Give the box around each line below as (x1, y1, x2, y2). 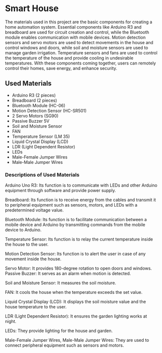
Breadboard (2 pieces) (12, 97, 57, 103)
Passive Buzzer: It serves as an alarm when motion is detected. (5, 271, 132, 276)
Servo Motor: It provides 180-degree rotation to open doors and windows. (5, 265, 152, 272)
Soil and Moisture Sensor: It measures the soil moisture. (5, 280, 117, 286)
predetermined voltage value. (5, 207, 64, 213)
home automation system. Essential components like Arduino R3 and (5, 24, 142, 30)
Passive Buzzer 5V (12, 118, 50, 124)
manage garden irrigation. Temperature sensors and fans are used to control (5, 49, 158, 56)
